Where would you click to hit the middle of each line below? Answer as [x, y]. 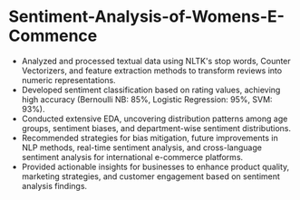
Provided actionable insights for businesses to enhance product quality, [155, 167]
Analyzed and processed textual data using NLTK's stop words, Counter [156, 61]
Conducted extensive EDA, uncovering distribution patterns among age [155, 119]
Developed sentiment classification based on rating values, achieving [151, 90]
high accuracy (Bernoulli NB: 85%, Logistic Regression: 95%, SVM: [147, 99]
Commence [53, 36]
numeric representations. [68, 80]
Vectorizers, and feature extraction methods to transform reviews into [152, 71]
